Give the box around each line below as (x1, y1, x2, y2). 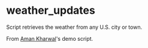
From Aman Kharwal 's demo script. (6, 35, 93, 42)
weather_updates (6, 4, 96, 17)
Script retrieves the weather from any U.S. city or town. (6, 23, 143, 31)
